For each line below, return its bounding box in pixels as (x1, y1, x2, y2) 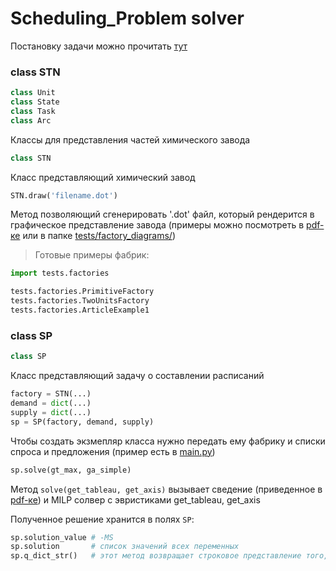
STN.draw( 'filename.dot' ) (10, 190, 118, 201)
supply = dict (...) (10, 407, 92, 417)
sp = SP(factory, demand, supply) (10, 417, 155, 427)
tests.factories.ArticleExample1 (10, 305, 150, 316)
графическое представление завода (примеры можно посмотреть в (10, 219, 305, 231)
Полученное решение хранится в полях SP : (10, 513, 195, 525)
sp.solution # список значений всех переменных (10, 542, 240, 552)
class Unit (10, 88, 56, 98)
